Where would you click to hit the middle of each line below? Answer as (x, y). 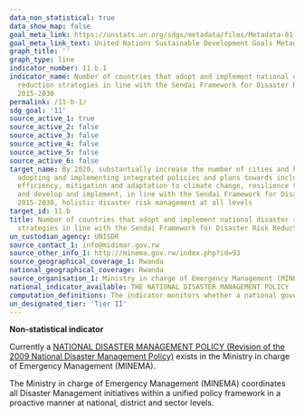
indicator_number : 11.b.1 (58, 69)
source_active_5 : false (54, 152)
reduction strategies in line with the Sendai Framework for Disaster (153, 85)
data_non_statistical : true (62, 18)
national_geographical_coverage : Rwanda (87, 270)
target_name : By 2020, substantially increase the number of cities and (149, 169)
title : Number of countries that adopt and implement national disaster (149, 219)
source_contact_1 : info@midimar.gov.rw (85, 245)
